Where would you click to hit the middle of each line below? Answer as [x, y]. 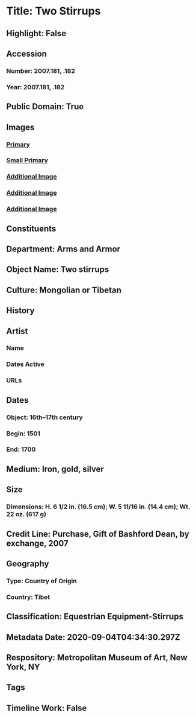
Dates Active [26, 364]
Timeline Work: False [47, 708]
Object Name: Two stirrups [58, 270]
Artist [17, 331]
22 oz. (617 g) [26, 514]
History [20, 311]
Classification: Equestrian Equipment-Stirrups [95, 617]
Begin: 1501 [23, 434]
